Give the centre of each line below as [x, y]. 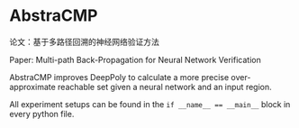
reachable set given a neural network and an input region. [164, 87]
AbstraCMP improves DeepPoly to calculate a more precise [119, 77]
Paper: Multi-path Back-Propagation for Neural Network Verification [135, 59]
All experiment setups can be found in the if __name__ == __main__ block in [150, 104]
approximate [32, 87]
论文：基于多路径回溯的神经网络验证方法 [84, 41]
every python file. [42, 114]
